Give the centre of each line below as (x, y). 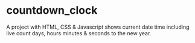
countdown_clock (52, 10)
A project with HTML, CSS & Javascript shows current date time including (98, 27)
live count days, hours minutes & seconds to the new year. (79, 33)
